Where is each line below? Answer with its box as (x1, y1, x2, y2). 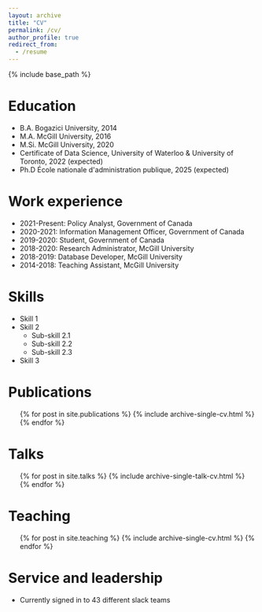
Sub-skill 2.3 (31, 347, 72, 356)
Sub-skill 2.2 (31, 339, 73, 348)
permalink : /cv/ (8, 26, 61, 34)
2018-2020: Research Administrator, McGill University (19, 243, 194, 253)
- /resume (15, 48, 47, 56)
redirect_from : (8, 41, 58, 49)
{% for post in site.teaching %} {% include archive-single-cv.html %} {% (19, 533, 256, 543)
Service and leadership (8, 569, 163, 587)
